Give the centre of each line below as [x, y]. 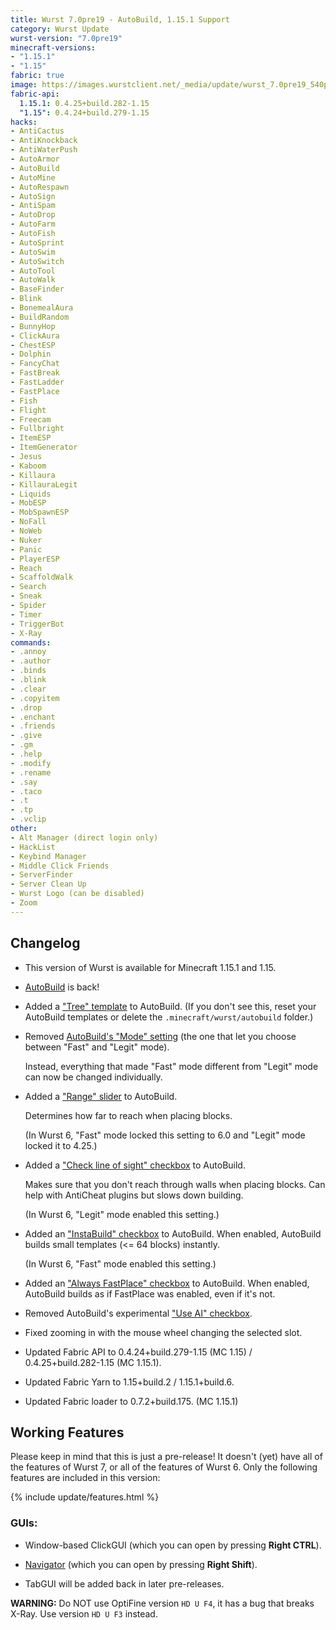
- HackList [33, 847]
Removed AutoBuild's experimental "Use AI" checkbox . [138, 1313]
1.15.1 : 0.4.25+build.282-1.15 [84, 103]
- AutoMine [33, 177]
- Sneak [26, 596]
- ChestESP [33, 345]
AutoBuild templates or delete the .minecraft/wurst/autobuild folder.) [169, 1017]
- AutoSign [33, 196]
